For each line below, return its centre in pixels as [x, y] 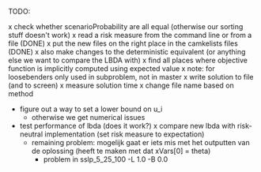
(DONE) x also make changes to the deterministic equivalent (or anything [127, 52]
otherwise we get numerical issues [88, 117]
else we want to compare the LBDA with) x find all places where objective [128, 60]
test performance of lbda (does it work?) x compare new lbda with [127, 126]
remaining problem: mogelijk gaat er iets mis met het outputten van [141, 142]
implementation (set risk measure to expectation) [125, 134]
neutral [31, 134]
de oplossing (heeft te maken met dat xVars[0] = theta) [121, 151]
